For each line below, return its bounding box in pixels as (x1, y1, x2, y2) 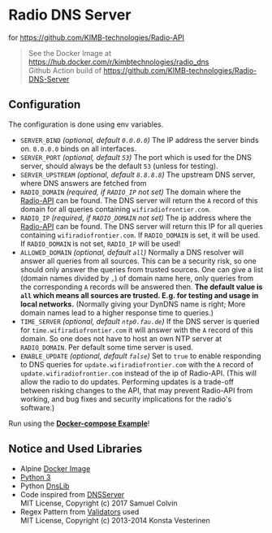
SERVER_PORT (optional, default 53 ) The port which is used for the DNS (19, 152, 252, 162)
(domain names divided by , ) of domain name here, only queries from (19, 273, 254, 283)
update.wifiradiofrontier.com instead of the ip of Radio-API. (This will (19, 368, 257, 378)
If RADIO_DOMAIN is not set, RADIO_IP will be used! (19, 238, 181, 249)
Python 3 (19, 472, 51, 482)
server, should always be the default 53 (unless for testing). (19, 161, 218, 171)
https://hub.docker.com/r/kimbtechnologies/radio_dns (28, 57, 209, 67)
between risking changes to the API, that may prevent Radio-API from (19, 385, 253, 395)
